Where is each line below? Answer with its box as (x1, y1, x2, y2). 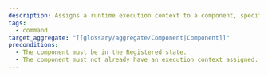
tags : (8, 19, 26, 27)
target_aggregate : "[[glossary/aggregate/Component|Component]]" (8, 33, 230, 42)
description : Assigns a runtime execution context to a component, (8, 11, 238, 20)
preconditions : (8, 41, 59, 49)
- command (15, 26, 48, 34)
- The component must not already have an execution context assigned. (15, 56, 259, 64)
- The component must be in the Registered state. (15, 48, 187, 56)
